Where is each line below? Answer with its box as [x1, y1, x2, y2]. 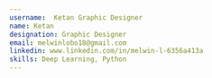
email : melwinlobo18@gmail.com [9, 38, 127, 48]
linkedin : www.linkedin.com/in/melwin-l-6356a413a [9, 47, 204, 56]
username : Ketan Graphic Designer [9, 13, 143, 22]
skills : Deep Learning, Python [9, 55, 127, 64]
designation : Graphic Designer [9, 30, 127, 39]
